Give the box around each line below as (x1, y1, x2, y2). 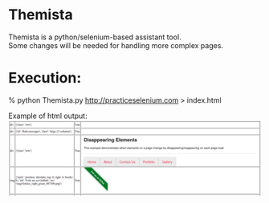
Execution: (8, 69, 82, 87)
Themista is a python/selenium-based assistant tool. (8, 32, 182, 42)
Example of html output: (8, 111, 88, 120)
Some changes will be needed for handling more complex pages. (8, 40, 223, 50)
